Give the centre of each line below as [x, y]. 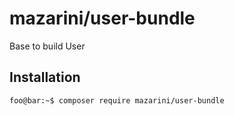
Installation [45, 77]
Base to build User [47, 46]
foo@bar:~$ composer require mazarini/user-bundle [117, 100]
